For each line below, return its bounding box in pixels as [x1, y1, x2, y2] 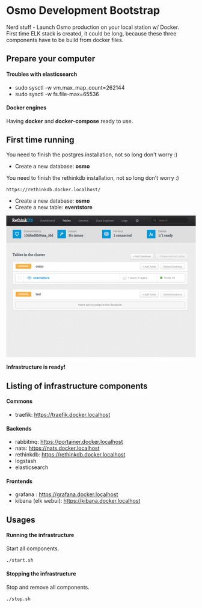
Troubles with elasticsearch [6, 70, 78, 78]
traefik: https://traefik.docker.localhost [14, 411, 111, 419]
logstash [14, 458, 37, 465]
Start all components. [6, 545, 60, 552]
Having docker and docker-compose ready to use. [6, 117, 133, 124]
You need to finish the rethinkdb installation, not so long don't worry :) [6, 174, 179, 181]
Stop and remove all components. [6, 584, 90, 591]
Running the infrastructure [6, 532, 75, 539]
